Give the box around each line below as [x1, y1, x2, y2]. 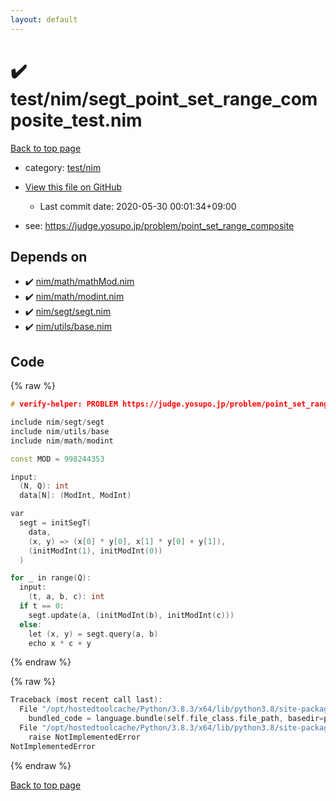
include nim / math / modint [10, 436, 114, 446]
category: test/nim [24, 161, 102, 173]
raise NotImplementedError [28, 732, 141, 742]
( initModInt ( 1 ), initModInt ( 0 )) [28, 546, 163, 556]
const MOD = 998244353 [10, 454, 105, 464]
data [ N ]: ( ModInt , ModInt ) [19, 491, 132, 501]
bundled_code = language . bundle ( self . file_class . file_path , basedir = [28, 714, 325, 724]
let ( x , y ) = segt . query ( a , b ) [28, 629, 159, 639]
